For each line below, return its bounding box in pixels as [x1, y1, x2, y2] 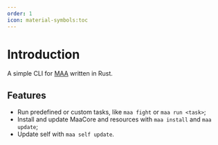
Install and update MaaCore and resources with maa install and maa [17, 115, 212, 123]
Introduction [7, 46, 80, 62]
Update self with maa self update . [17, 130, 114, 139]
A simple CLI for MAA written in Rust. [7, 69, 113, 78]
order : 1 [7, 10, 33, 17]
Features [7, 89, 46, 101]
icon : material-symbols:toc [7, 17, 89, 24]
